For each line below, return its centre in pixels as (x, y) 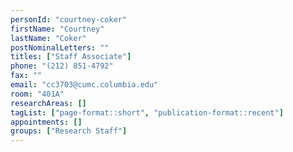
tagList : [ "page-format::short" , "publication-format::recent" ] (147, 112)
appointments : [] (46, 122)
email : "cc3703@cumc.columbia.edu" (84, 85)
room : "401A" (37, 94)
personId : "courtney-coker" (69, 19)
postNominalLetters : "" (60, 47)
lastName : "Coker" (48, 38)
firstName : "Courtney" (57, 29)
